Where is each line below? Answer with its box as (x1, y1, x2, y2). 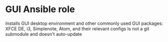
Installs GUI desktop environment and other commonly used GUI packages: (5, 20, 163, 26)
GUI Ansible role (5, 4, 75, 15)
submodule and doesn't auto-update (5, 31, 82, 37)
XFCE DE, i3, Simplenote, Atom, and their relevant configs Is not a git (5, 25, 150, 31)
